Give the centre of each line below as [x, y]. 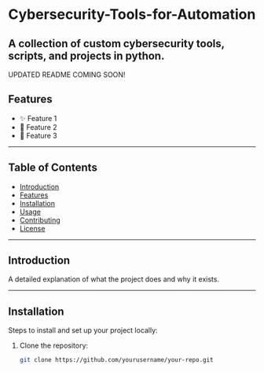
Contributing [40, 220]
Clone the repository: [54, 346]
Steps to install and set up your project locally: [83, 330]
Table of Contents [53, 168]
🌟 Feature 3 [38, 135]
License [32, 228]
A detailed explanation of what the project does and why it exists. [114, 279]
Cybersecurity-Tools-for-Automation [132, 15]
